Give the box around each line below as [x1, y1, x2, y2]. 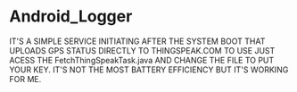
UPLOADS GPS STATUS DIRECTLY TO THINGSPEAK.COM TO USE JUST [9, 45, 276, 55]
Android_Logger [9, 6, 133, 27]
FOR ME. [9, 73, 42, 84]
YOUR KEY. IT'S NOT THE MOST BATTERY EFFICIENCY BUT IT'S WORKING [9, 64, 289, 75]
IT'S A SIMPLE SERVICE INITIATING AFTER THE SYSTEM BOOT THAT [9, 36, 266, 46]
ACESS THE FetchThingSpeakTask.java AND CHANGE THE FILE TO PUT [9, 54, 275, 65]
